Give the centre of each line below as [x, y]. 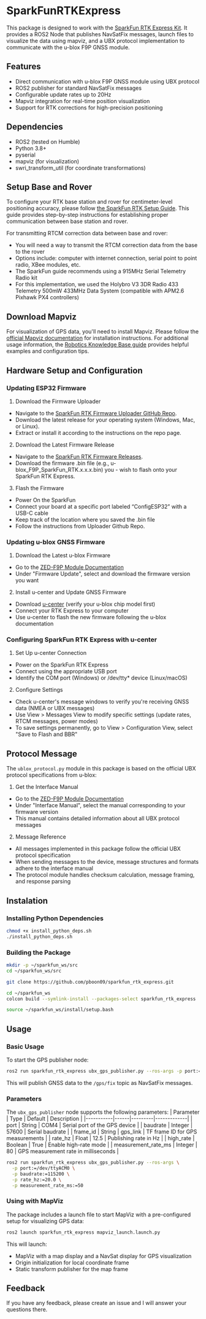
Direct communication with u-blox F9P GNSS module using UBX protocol [107, 81]
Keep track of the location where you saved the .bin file [85, 519]
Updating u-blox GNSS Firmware [56, 542]
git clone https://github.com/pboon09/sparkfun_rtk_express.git [90, 982]
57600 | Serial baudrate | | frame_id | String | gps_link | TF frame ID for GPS [102, 1132]
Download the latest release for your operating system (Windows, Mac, [105, 420]
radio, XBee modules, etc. [48, 265]
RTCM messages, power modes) [56, 721]
